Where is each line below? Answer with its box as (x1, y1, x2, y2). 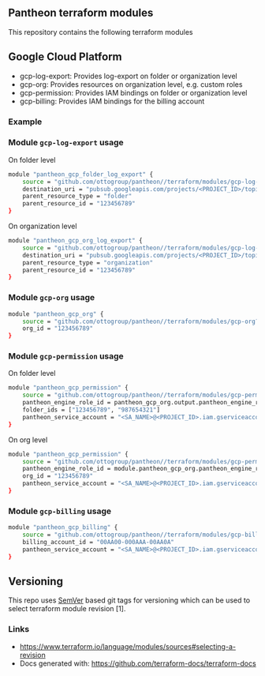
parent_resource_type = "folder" (22, 193, 132, 201)
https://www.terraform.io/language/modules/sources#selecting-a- (19, 641, 237, 651)
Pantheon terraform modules (8, 6, 154, 20)
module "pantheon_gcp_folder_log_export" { (8, 170, 154, 178)
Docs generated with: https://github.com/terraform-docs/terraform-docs (19, 659, 256, 668)
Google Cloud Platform (8, 51, 122, 64)
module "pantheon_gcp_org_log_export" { (8, 237, 144, 245)
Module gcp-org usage (8, 292, 95, 303)
